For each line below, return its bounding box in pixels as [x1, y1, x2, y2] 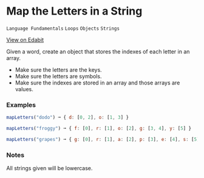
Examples [6, 100, 36, 109]
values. [15, 85, 33, 92]
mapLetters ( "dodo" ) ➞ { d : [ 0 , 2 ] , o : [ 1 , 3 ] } [6, 114, 129, 121]
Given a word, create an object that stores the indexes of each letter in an [6, 47, 190, 55]
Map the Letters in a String [6, 4, 143, 18]
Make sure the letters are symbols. [15, 72, 102, 80]
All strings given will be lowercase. [6, 165, 93, 172]
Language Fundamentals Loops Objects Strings [6, 26, 120, 32]
